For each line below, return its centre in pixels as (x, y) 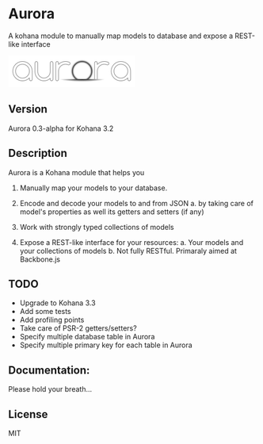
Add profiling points (52, 320)
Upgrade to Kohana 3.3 (58, 303)
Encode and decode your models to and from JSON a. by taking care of (136, 203)
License (28, 414)
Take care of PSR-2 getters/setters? (78, 328)
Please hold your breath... (50, 389)
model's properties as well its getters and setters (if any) (112, 212)
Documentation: (49, 370)
